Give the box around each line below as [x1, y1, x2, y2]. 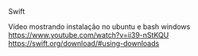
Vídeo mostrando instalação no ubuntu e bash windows [8, 22, 191, 31]
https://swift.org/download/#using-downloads [8, 39, 160, 48]
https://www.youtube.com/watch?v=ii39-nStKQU [8, 31, 169, 39]
